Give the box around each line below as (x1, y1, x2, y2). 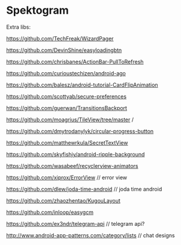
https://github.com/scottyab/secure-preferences (6, 93, 127, 100)
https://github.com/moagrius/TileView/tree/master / (6, 116, 134, 123)
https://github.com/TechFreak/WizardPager (6, 35, 114, 42)
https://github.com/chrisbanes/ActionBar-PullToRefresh (6, 58, 144, 65)
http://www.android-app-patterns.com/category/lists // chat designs (6, 231, 175, 239)
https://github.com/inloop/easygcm (6, 209, 94, 216)
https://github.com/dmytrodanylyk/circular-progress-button (6, 127, 154, 134)
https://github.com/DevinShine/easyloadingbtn (6, 46, 122, 54)
